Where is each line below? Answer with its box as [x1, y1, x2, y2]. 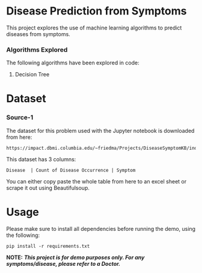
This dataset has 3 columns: [6, 155, 76, 163]
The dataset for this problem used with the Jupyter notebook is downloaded [6, 127, 195, 134]
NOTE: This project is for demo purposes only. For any [6, 254, 145, 261]
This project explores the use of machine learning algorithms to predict [6, 24, 182, 31]
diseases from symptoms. [6, 30, 70, 37]
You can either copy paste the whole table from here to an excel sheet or [6, 177, 187, 185]
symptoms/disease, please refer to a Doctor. [6, 260, 121, 267]
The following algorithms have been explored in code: [6, 59, 139, 67]
